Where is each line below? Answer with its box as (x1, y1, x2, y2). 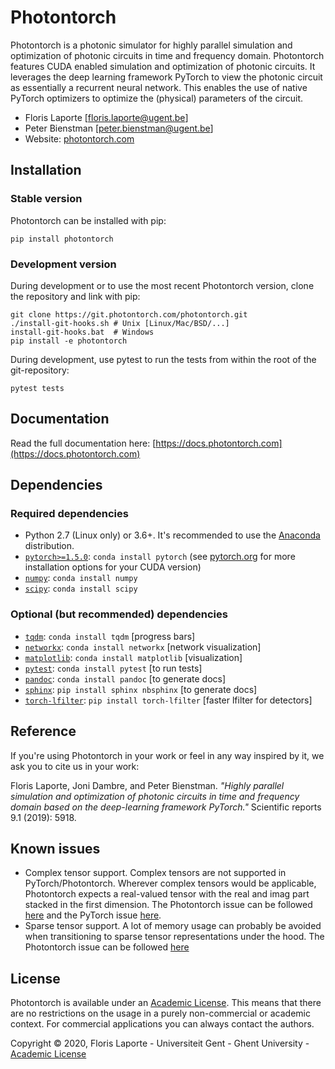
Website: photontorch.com (24, 132, 135, 145)
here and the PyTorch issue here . (24, 909, 162, 921)
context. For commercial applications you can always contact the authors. (10, 1018, 315, 1030)
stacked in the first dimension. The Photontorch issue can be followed (24, 899, 313, 911)
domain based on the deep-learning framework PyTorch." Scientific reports (10, 801, 322, 813)
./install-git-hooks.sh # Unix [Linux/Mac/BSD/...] (10, 318, 230, 328)
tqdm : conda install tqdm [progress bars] (24, 630, 196, 642)
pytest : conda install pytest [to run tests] (24, 662, 203, 674)
